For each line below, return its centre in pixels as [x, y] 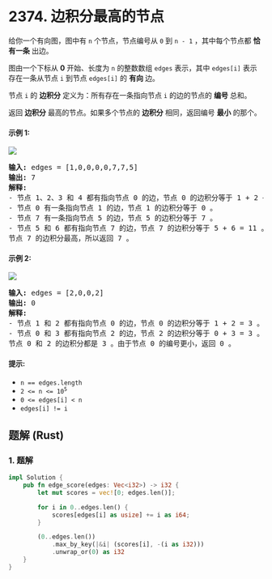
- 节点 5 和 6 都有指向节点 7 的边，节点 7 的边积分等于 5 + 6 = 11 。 [138, 228]
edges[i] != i [44, 409]
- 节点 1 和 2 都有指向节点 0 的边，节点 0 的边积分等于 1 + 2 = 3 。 [136, 324]
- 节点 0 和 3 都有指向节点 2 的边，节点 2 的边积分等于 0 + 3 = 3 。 [136, 334]
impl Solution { [36, 478]
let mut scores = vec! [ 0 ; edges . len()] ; [106, 492]
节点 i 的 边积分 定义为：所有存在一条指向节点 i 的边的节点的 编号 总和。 [130, 95]
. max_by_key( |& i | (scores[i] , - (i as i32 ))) [128, 545]
